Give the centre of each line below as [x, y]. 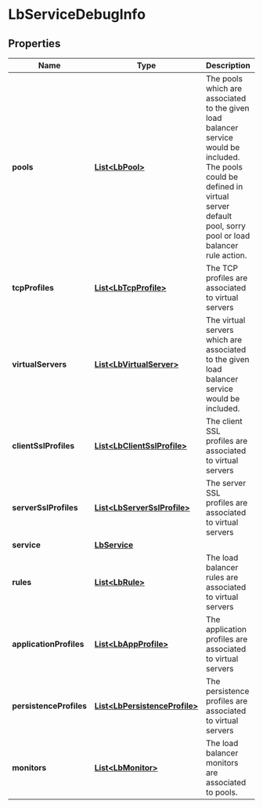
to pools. [222, 792]
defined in [225, 186]
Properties [34, 44]
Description [228, 66]
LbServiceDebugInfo [77, 15]
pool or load [228, 236]
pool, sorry [226, 226]
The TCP [222, 268]
